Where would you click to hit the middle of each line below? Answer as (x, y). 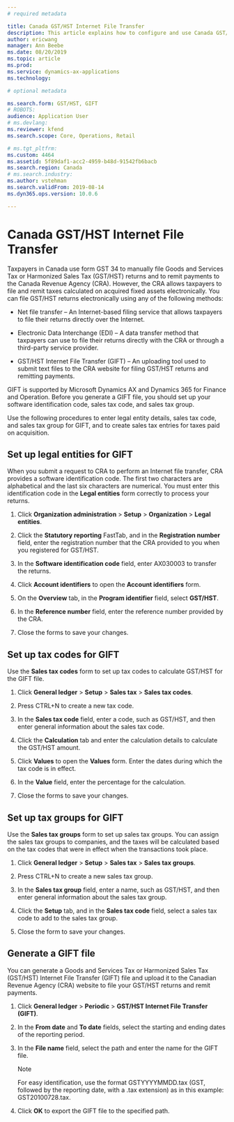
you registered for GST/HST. (58, 550)
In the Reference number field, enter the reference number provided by (120, 612)
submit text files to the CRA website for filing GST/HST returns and (113, 368)
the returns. (34, 571)
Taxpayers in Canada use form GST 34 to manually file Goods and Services (116, 269)
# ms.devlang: (28, 123)
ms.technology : (29, 78)
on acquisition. (29, 433)
